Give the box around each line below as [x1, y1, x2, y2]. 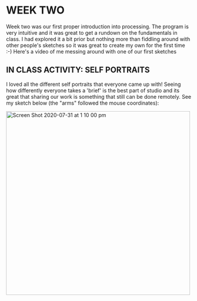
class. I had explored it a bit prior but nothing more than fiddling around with [6, 35, 191, 42]
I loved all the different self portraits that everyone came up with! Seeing [6, 81, 181, 88]
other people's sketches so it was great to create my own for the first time [6, 42, 185, 49]
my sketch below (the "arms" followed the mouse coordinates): [6, 99, 159, 106]
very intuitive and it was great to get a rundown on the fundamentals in [6, 29, 178, 36]
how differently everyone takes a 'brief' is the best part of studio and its [6, 86, 180, 94]
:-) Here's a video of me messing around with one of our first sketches [6, 48, 177, 55]
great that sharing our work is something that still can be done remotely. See [6, 93, 192, 100]
